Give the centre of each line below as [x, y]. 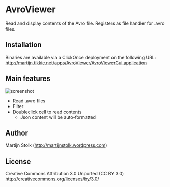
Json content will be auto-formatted [58, 117]
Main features [28, 79]
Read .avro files [29, 101]
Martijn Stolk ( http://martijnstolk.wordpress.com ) [56, 145]
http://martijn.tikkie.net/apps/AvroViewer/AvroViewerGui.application [76, 63]
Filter [18, 106]
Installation [23, 45]
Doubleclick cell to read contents [47, 112]
